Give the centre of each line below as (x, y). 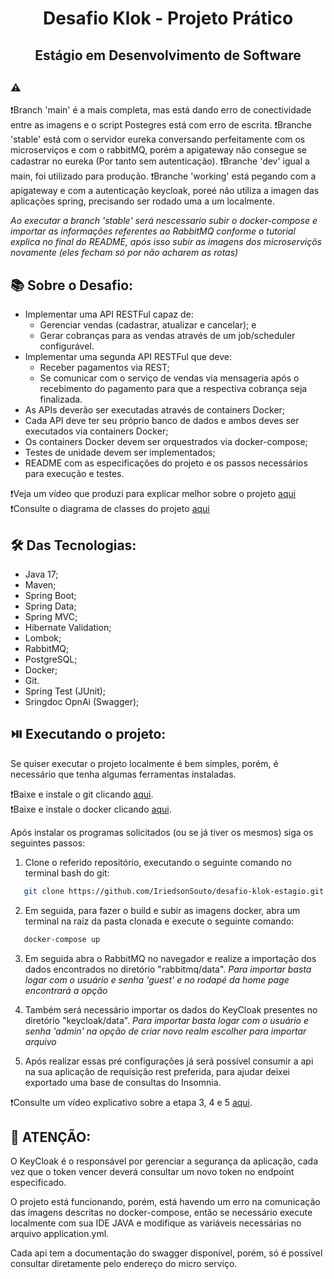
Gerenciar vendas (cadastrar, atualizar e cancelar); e (148, 325)
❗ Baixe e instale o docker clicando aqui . (91, 809)
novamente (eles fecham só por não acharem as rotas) (124, 253)
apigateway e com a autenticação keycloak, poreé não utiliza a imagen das (165, 191)
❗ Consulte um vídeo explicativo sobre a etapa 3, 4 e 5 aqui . (131, 1102)
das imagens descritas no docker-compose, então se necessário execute (161, 1213)
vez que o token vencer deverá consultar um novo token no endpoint (152, 1172)
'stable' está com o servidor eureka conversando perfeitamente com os (158, 139)
